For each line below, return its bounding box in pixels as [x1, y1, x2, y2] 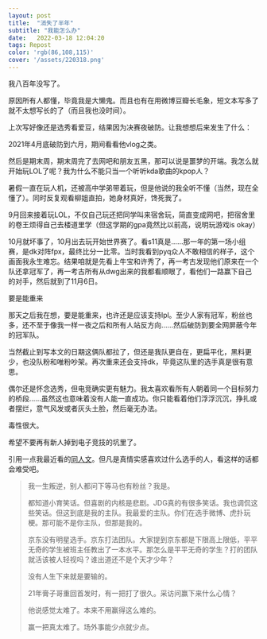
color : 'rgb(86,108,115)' [8, 48, 94, 56]
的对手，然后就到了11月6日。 [8, 276, 103, 286]
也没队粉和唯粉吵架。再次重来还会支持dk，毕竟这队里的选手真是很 [21, 357, 240, 366]
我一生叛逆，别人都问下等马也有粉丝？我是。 [27, 481, 175, 490]
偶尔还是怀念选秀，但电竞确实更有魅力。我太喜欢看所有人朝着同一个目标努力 [8, 383, 259, 393]
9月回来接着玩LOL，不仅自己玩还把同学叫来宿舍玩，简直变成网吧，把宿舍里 [8, 210, 256, 219]
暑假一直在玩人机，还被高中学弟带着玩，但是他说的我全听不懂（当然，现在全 [8, 183, 259, 192]
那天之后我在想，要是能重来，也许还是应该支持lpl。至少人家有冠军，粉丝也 [8, 310, 253, 319]
